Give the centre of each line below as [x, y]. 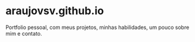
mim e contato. [24, 33]
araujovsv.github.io [55, 11]
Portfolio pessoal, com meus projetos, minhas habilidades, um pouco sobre [97, 27]
